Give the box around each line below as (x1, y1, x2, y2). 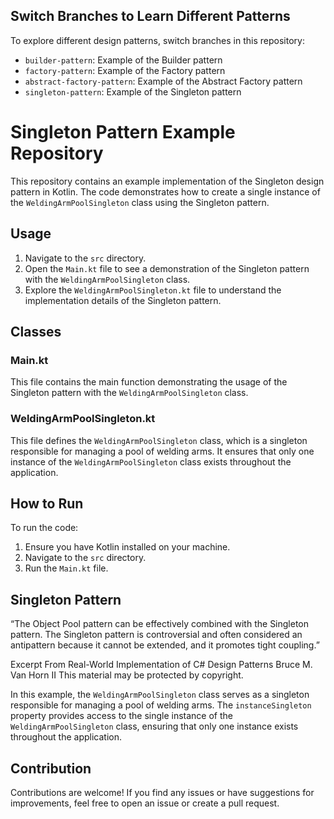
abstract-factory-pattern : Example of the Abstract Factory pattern (24, 75, 303, 87)
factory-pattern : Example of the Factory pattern (24, 64, 226, 76)
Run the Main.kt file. (24, 562, 109, 574)
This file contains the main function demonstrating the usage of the (10, 376, 288, 388)
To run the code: (10, 522, 79, 534)
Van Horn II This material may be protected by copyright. (10, 669, 244, 681)
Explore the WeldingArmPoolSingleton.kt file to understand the (24, 284, 282, 296)
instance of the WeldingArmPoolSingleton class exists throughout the (10, 455, 292, 468)
